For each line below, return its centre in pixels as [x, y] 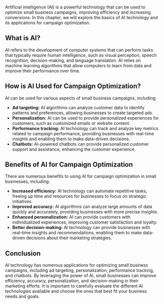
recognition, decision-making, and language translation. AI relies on [73, 60]
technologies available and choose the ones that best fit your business [76, 291]
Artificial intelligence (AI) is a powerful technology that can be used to [75, 7]
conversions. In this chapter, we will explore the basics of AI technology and [82, 17]
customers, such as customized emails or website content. [71, 123]
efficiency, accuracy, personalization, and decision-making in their [72, 281]
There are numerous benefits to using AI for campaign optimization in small [81, 177]
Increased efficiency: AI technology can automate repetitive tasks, [80, 191]
